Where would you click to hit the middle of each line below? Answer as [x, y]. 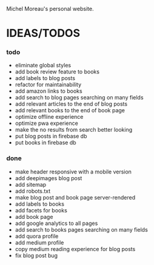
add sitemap [31, 184]
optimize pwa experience [47, 123]
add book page [34, 216]
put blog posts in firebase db [51, 136]
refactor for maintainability [48, 85]
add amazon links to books [49, 91]
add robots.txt [33, 191]
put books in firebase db [46, 143]
